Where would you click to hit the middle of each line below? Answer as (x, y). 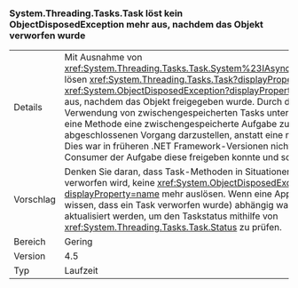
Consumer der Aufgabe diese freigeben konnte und (172, 157)
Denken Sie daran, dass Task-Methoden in (153, 172)
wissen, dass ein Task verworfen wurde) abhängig (169, 205)
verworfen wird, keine (110, 183)
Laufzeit (82, 271)
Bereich (30, 242)
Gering (78, 242)
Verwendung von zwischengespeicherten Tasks (165, 113)
